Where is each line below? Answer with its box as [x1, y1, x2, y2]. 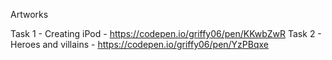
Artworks [10, 9, 49, 20]
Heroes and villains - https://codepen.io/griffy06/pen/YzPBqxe [10, 39, 270, 50]
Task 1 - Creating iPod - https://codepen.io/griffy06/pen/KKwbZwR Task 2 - [10, 28, 322, 39]
